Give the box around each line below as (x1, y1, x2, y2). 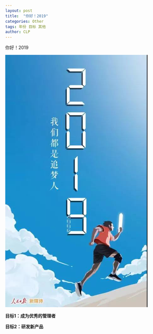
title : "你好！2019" (5, 13, 48, 19)
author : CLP (5, 29, 30, 35)
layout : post (5, 8, 33, 13)
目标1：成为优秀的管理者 (5, 313, 56, 319)
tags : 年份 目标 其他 (5, 24, 46, 29)
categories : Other (5, 19, 44, 24)
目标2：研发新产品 (5, 323, 44, 330)
